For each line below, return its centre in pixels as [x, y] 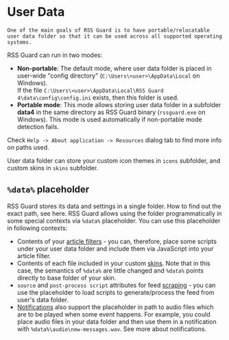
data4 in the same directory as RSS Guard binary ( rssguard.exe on [111, 112]
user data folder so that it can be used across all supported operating [115, 36]
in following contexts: [37, 228]
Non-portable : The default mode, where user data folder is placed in [114, 68]
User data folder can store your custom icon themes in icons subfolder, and [114, 160]
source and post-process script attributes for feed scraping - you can [116, 285]
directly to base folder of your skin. [67, 277]
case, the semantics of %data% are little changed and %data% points [110, 270]
